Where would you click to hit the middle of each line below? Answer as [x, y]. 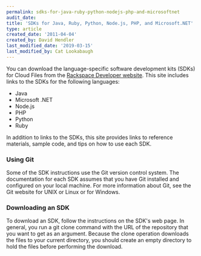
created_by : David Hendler [40, 40]
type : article [24, 29]
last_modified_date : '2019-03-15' [50, 46]
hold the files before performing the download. [64, 247]
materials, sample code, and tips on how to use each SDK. [79, 144]
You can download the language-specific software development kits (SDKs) [101, 69]
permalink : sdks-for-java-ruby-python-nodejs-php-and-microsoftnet [93, 12]
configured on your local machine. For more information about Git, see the [99, 186]
